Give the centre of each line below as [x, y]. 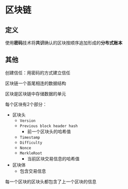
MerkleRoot [31, 153]
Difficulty [31, 142]
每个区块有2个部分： [26, 104]
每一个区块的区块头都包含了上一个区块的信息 [51, 182]
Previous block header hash [49, 126]
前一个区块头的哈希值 [49, 131]
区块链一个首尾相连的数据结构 [35, 83]
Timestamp [30, 137]
